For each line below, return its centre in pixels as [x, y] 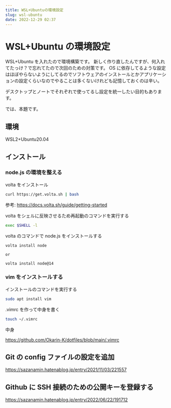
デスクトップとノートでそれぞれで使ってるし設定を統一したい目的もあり [81, 92]
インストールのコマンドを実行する [41, 289]
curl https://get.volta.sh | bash [42, 194]
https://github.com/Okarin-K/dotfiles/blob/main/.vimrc [62, 340]
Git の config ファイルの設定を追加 [60, 357]
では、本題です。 [23, 109]
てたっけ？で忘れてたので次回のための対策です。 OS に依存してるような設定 [86, 68]
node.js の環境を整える [34, 173]
